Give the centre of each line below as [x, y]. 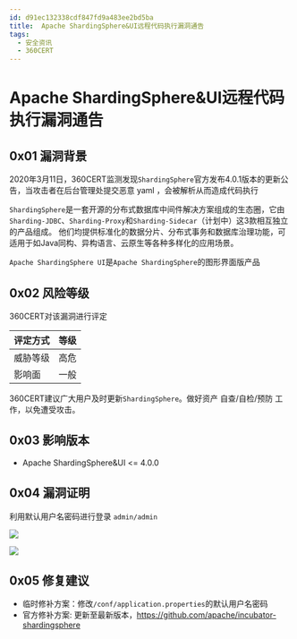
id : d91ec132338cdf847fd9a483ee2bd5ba [81, 17]
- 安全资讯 [35, 43]
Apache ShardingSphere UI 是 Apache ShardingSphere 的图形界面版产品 [135, 262]
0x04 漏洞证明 [50, 493]
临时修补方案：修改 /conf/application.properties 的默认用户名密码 [145, 604]
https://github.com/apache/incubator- [207, 615]
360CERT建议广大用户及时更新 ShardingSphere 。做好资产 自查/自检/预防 [141, 398]
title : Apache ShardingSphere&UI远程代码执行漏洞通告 [107, 26]
